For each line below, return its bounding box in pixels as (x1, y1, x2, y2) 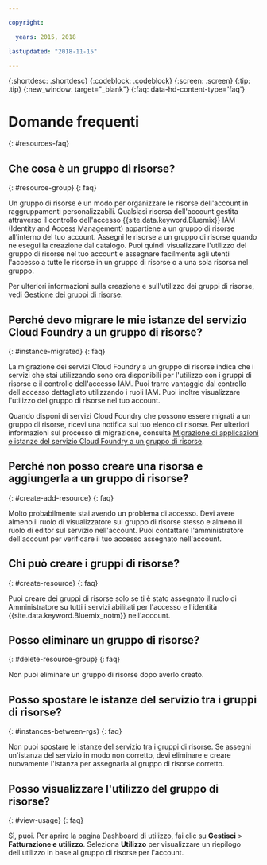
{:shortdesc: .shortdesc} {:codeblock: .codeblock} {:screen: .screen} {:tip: (8, 76, 250, 86)
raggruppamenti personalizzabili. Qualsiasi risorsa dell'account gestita (8, 207, 238, 216)
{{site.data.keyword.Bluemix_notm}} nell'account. (8, 610, 171, 620)
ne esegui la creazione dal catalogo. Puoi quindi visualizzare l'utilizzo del (8, 240, 247, 251)
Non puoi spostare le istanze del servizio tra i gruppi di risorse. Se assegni (8, 742, 252, 752)
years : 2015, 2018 (15, 33, 77, 41)
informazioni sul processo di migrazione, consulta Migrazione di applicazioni (8, 427, 259, 438)
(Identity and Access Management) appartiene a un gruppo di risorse (8, 224, 235, 233)
